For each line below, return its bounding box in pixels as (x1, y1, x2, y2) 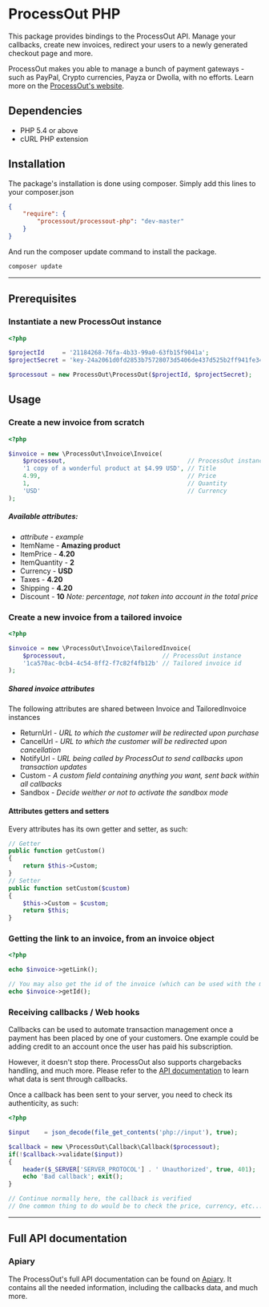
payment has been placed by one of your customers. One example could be (8, 1034, 259, 1043)
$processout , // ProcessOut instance (22, 651, 242, 660)
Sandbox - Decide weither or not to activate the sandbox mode (19, 787, 229, 798)
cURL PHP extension (19, 134, 89, 144)
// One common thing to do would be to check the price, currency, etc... (8, 1202, 263, 1211)
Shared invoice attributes (8, 683, 95, 694)
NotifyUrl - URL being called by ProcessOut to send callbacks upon (19, 754, 243, 763)
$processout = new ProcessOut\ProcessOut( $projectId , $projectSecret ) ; (8, 370, 252, 379)
